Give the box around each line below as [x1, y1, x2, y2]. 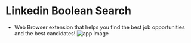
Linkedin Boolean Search [5, 4, 132, 18]
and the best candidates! [14, 29, 76, 37]
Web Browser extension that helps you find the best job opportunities [14, 24, 186, 31]
